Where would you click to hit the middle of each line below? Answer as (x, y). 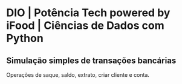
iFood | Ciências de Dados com (85, 25)
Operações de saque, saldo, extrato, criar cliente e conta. (78, 75)
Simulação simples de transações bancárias (91, 60)
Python (25, 38)
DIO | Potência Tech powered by (88, 13)
